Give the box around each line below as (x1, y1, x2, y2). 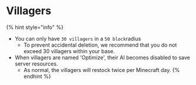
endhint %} (23, 73, 52, 80)
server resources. (14, 60, 58, 67)
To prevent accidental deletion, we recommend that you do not (23, 41, 177, 48)
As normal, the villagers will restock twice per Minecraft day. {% (23, 66, 180, 73)
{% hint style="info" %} (6, 24, 64, 31)
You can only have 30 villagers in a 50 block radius (14, 35, 141, 42)
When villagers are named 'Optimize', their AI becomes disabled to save (14, 54, 191, 61)
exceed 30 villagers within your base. (23, 47, 115, 54)
